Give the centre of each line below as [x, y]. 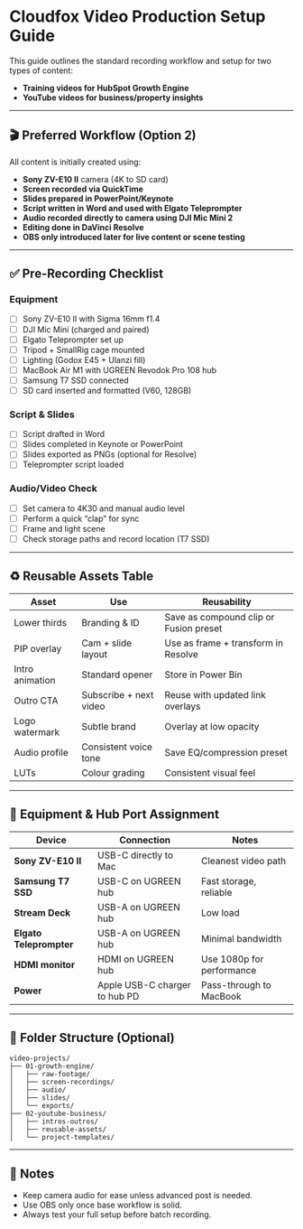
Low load [221, 912]
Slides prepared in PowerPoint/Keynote [98, 198]
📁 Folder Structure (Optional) [92, 1038]
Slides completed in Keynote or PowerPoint [102, 444]
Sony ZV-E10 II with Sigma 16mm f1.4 [91, 319]
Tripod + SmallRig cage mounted [83, 349]
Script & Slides [42, 414]
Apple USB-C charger [144, 984]
